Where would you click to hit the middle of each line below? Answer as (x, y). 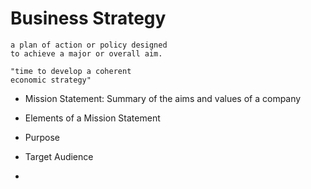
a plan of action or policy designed (89, 45)
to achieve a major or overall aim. (86, 53)
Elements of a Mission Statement (92, 118)
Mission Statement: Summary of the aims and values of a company (163, 98)
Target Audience (59, 156)
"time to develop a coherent (71, 71)
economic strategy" (51, 80)
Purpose (42, 137)
